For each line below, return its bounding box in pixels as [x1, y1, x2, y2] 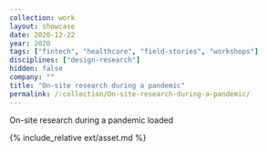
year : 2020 [9, 38, 51, 48]
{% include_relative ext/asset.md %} [9, 132, 147, 143]
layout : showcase [9, 22, 76, 31]
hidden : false [9, 65, 64, 74]
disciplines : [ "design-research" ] [9, 55, 141, 65]
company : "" [9, 73, 55, 82]
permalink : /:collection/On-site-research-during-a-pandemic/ [9, 89, 251, 98]
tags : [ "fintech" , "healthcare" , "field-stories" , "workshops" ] [9, 47, 259, 56]
